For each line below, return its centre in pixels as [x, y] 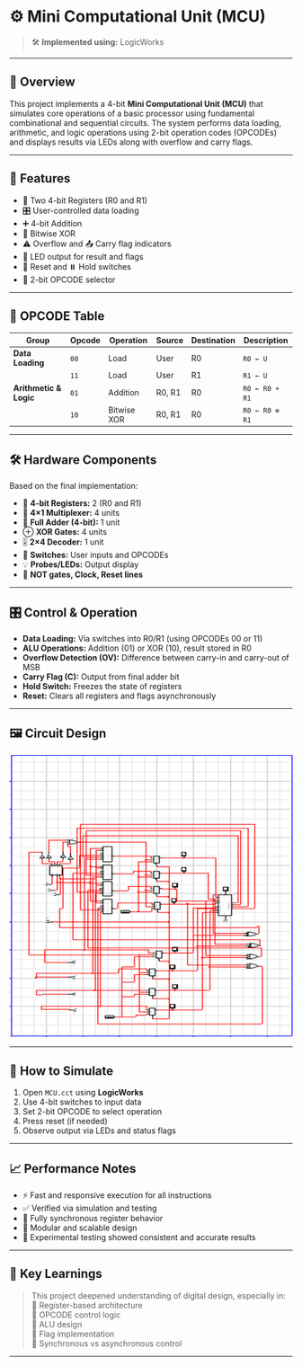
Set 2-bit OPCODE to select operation [92, 1112]
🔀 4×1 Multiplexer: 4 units [71, 513]
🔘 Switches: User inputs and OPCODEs [95, 555]
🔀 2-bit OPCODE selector [69, 279]
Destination [213, 340]
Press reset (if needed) [65, 1122]
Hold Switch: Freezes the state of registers [102, 686]
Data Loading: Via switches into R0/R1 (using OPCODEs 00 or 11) [142, 639]
